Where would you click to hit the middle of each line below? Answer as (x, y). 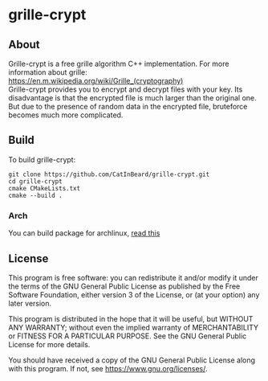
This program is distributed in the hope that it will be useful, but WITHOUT (131, 318)
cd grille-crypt (35, 181)
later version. (30, 303)
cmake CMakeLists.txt (45, 188)
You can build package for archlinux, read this (84, 233)
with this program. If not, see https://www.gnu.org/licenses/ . (108, 368)
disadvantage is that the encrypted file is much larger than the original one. (132, 98)
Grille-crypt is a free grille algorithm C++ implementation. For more (119, 63)
